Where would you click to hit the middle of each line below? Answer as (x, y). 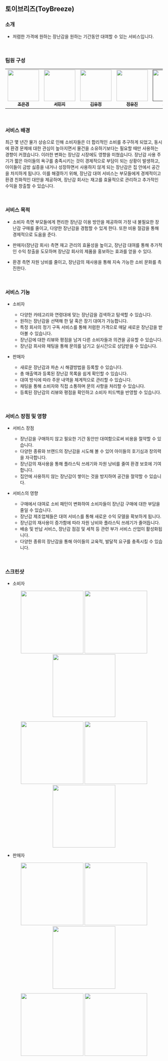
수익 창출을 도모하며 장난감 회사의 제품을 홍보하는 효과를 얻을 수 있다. (85, 251)
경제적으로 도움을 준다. (34, 234)
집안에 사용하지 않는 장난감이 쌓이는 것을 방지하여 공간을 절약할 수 (84, 476)
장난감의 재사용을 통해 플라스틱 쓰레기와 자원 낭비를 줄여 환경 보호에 (86, 464)
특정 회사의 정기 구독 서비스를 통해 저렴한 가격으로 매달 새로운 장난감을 (88, 327)
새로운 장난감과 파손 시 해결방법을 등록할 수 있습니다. (71, 367)
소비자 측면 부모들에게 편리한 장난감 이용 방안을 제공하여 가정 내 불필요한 (83, 222)
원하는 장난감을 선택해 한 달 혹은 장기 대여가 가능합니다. (74, 321)
